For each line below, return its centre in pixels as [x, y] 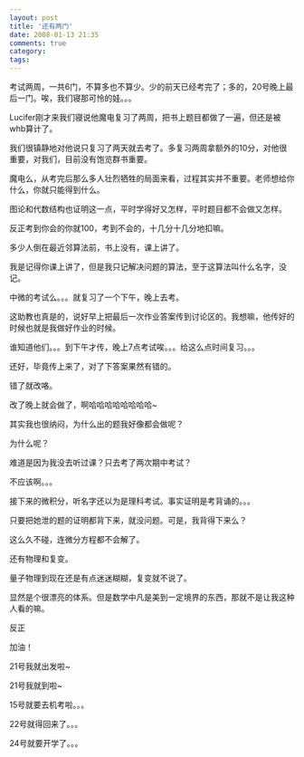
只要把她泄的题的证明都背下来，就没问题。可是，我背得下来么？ [128, 520]
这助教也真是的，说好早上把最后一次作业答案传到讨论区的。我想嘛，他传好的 [152, 316]
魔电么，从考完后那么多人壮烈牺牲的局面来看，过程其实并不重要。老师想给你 [152, 178]
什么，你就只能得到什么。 [57, 190]
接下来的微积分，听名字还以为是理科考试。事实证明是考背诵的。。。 [132, 501]
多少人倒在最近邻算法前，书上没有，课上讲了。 [96, 247]
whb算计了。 [33, 129]
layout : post [34, 18]
